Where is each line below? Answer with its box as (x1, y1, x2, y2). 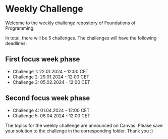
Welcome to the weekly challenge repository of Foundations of (5, 20, 136, 26)
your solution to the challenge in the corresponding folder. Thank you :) (5, 127, 153, 134)
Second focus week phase (5, 94, 90, 103)
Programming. (5, 25, 35, 31)
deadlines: (5, 40, 27, 46)
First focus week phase (5, 55, 80, 64)
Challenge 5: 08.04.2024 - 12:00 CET (12, 112, 91, 119)
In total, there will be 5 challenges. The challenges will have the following (5, 35, 157, 41)
